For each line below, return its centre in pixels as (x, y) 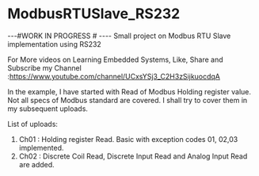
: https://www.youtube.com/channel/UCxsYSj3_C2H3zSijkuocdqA (114, 76)
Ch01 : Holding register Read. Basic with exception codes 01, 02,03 (128, 139)
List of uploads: (33, 124)
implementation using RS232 (55, 44)
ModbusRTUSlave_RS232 (94, 14)
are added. (36, 164)
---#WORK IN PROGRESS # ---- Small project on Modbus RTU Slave (119, 36)
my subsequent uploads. (48, 109)
